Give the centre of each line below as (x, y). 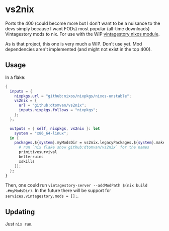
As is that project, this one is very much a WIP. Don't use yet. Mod (74, 43)
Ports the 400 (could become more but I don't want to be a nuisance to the (83, 23)
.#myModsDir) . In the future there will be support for (58, 191)
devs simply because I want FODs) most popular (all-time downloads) (77, 28)
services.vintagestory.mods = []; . (42, 196)
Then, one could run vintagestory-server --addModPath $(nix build (76, 185)
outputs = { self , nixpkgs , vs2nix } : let (55, 128)
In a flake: (15, 77)
